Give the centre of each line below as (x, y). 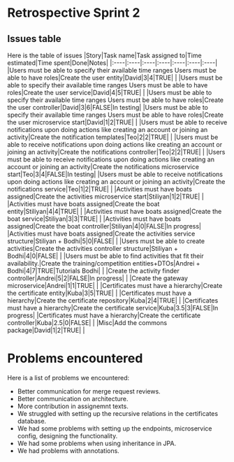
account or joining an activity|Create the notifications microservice (103, 167)
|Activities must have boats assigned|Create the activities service (101, 233)
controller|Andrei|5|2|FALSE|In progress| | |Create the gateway (98, 278)
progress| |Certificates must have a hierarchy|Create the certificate (104, 315)
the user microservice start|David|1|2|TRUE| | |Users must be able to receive (117, 122)
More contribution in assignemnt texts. (73, 406)
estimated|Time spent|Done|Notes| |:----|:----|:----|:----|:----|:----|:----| (112, 63)
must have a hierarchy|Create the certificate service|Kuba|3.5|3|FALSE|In (113, 308)
